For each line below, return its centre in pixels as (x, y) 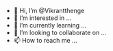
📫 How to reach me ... (45, 40)
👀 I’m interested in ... (42, 18)
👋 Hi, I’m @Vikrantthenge (49, 11)
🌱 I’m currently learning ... (50, 25)
